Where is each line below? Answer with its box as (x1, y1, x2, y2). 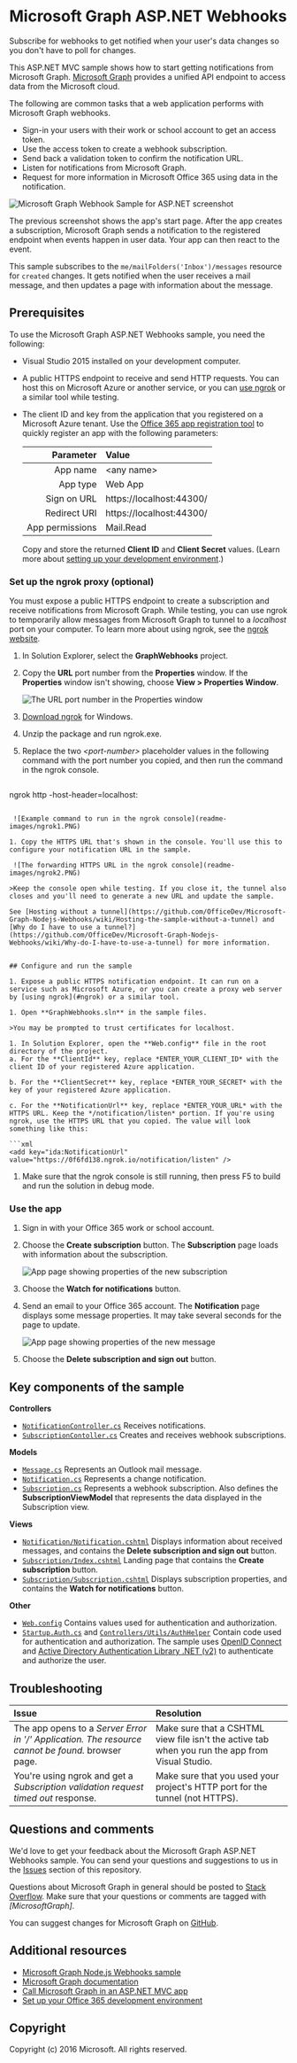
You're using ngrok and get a (13, 1770, 134, 1782)
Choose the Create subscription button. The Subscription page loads (21, 1240, 278, 1250)
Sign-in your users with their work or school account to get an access (21, 124, 277, 135)
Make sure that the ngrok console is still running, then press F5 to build (21, 1172, 281, 1182)
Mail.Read (105, 521, 148, 533)
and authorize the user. (21, 1655, 107, 1666)
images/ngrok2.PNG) (9, 868, 81, 878)
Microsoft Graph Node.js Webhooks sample (21, 1966, 181, 1977)
